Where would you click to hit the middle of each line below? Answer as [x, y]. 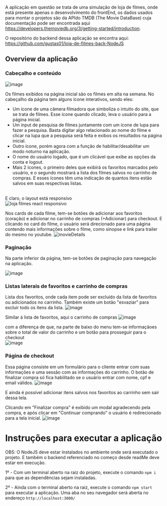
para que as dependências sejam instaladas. [51, 478]
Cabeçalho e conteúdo [33, 73]
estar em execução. [25, 463]
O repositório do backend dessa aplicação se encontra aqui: [67, 38]
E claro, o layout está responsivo [39, 198]
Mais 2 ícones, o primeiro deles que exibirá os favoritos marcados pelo [85, 167]
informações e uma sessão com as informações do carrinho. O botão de [80, 372]
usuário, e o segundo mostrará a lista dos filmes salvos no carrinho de [84, 172]
